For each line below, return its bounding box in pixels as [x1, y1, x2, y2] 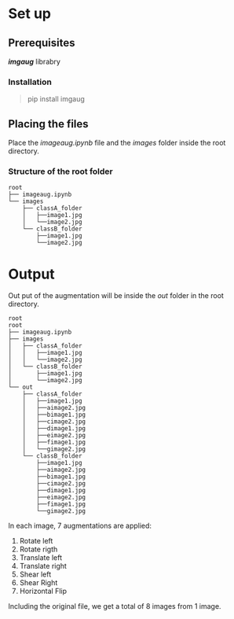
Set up [8, 5, 51, 23]
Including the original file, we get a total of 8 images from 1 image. [8, 602, 221, 611]
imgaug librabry [8, 57, 61, 66]
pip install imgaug [27, 94, 85, 104]
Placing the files [8, 117, 89, 131]
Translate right [19, 562, 67, 571]
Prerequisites [8, 36, 75, 50]
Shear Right [19, 578, 58, 588]
